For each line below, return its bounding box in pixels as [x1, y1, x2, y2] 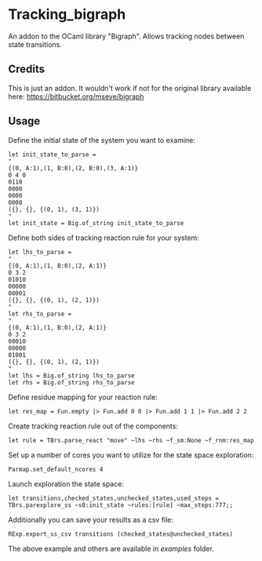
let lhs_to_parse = [8, 248, 72, 256]
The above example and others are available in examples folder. [8, 544, 214, 553]
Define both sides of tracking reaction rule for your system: [8, 233, 200, 242]
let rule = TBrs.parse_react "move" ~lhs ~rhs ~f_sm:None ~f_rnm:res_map [8, 436, 255, 444]
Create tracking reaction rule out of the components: [8, 421, 179, 431]
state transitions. [8, 39, 63, 49]
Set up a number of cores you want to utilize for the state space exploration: [8, 450, 254, 460]
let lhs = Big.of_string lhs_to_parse [8, 371, 135, 380]
